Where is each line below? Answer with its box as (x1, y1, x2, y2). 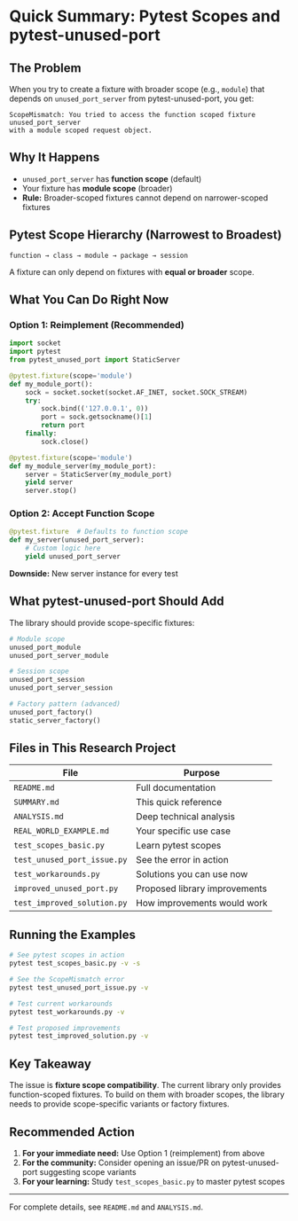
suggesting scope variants (39, 1166, 137, 1177)
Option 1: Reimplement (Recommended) (9, 318, 184, 331)
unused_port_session (9, 676, 86, 685)
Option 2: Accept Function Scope (9, 507, 155, 520)
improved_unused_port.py (13, 884, 119, 894)
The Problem (9, 60, 82, 75)
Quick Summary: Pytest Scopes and (9, 6, 281, 27)
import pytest (9, 348, 62, 356)
